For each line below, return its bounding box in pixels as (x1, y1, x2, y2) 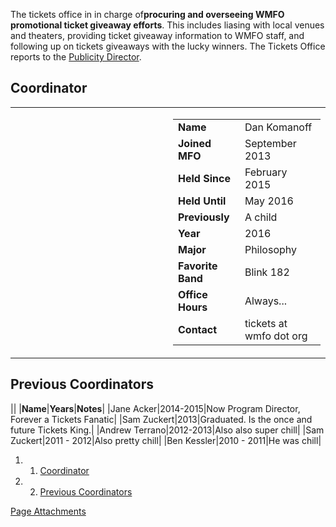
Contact (178, 322, 218, 336)
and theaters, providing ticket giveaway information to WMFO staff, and (10, 30, 305, 41)
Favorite (178, 259, 218, 273)
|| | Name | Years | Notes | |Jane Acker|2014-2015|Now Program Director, (10, 402, 301, 414)
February (244, 165, 288, 179)
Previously (178, 210, 230, 224)
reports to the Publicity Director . (10, 51, 142, 63)
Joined (178, 136, 212, 150)
